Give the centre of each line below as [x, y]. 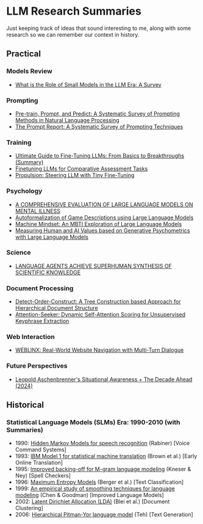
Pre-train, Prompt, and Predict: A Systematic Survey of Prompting [97, 114]
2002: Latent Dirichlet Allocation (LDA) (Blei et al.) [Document [92, 501]
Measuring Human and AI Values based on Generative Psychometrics [102, 230]
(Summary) [29, 162]
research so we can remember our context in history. [73, 34]
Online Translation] [39, 463]
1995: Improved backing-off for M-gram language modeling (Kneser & [103, 469]
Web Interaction [30, 337]
